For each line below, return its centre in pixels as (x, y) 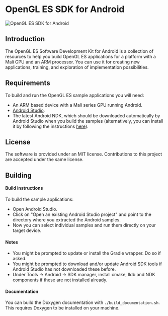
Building (18, 175)
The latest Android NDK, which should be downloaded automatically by (86, 115)
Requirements (28, 83)
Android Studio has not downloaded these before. (64, 269)
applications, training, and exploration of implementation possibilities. (77, 67)
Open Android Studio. (35, 209)
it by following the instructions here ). (51, 126)
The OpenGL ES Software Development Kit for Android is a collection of (79, 51)
